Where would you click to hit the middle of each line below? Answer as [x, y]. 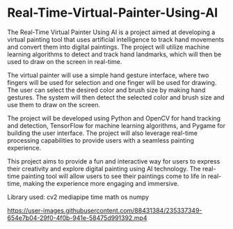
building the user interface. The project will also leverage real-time [103, 133]
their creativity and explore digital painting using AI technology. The [104, 168]
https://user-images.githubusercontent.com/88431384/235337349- [105, 210]
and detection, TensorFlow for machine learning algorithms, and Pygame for [116, 125]
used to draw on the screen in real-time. [65, 61]
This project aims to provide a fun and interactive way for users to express [114, 161]
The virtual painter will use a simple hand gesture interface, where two [108, 75]
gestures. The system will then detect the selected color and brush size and [116, 97]
